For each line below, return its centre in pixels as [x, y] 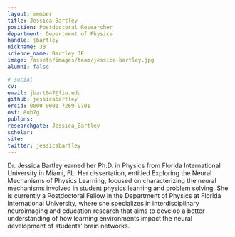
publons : [20, 119]
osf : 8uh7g [23, 113]
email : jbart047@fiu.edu [44, 93]
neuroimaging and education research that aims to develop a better [106, 211]
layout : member [30, 14]
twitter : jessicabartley [44, 145]
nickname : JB [27, 47]
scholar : [20, 132]
